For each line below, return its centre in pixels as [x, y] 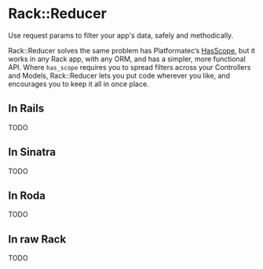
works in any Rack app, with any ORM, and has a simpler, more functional [127, 59]
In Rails [26, 109]
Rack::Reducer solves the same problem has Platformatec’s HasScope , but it [131, 50]
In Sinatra [32, 153]
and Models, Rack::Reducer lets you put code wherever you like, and [119, 75]
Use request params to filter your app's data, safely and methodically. [121, 35]
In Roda [27, 196]
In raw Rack [37, 239]
